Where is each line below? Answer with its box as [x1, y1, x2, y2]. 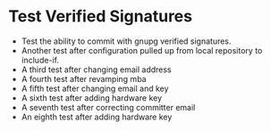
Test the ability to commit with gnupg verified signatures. [21, 36, 232, 46]
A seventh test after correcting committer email [21, 102, 196, 112]
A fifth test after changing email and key [21, 83, 169, 94]
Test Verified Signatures [8, 6, 193, 27]
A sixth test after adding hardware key [21, 92, 163, 103]
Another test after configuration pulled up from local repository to [21, 45, 263, 55]
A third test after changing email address [21, 64, 172, 75]
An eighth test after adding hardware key [21, 111, 173, 122]
